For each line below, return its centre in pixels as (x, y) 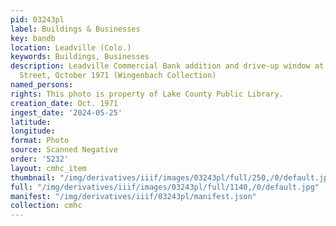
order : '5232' (40, 159)
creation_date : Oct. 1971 (64, 103)
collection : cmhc (46, 206)
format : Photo (40, 141)
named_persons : (42, 85)
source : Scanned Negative (64, 150)
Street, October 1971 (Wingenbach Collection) (118, 76)
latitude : (31, 122)
